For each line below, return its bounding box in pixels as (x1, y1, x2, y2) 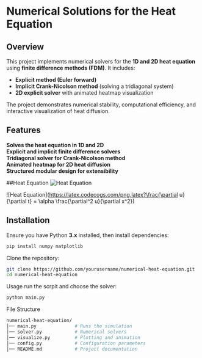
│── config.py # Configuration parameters (6, 340, 146, 346)
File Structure (6, 305, 41, 313)
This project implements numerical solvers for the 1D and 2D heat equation (6, 58, 196, 65)
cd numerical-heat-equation (6, 272, 78, 278)
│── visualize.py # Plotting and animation (6, 334, 140, 340)
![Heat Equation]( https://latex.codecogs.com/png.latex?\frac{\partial (6, 191, 178, 198)
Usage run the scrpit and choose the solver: (6, 283, 117, 290)
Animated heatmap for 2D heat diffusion (6, 161, 111, 168)
